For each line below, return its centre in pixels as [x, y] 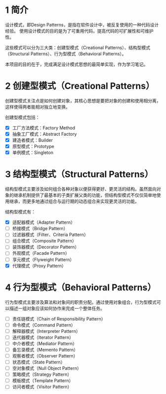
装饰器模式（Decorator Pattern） [46, 247]
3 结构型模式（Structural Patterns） [79, 175]
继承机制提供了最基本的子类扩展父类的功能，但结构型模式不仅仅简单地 [85, 195]
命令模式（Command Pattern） [44, 325]
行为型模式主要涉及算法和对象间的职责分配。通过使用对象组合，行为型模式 [81, 302]
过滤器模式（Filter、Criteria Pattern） [50, 235]
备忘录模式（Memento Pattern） [45, 350]
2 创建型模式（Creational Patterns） [80, 86]
